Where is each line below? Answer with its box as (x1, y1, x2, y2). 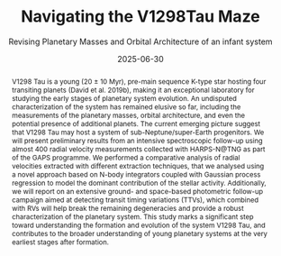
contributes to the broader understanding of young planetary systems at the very (11, 228, 268, 238)
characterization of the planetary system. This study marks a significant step (11, 212, 254, 222)
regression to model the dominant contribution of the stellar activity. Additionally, (11, 178, 267, 187)
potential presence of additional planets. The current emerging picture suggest (11, 119, 261, 128)
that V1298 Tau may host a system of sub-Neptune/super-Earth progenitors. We (11, 127, 265, 137)
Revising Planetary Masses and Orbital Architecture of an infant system (8, 36, 273, 47)
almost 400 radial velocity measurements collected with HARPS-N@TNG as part (11, 144, 266, 154)
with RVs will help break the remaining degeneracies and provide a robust (11, 203, 244, 213)
